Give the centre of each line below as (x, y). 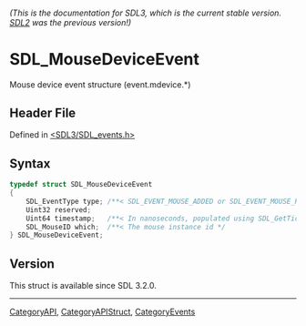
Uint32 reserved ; (59, 209)
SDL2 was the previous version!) (71, 22)
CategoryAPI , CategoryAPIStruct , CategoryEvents (102, 312)
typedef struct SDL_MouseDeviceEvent (81, 185)
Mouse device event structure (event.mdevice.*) (100, 84)
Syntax (30, 163)
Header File (43, 112)
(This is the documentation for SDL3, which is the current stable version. (146, 13)
